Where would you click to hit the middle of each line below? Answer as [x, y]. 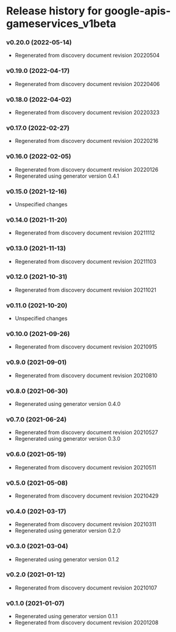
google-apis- [138, 11]
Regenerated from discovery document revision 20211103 [86, 261]
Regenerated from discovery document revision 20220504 [87, 56]
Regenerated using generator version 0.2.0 [68, 531]
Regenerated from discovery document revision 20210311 [86, 524]
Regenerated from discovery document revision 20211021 [85, 290]
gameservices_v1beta [61, 24]
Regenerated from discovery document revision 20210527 [86, 432]
